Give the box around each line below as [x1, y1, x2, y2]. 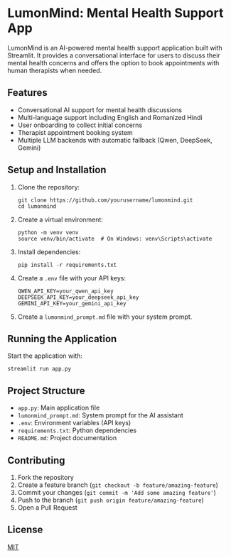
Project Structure [7, 385, 85, 397]
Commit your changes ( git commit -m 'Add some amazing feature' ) [17, 488, 217, 496]
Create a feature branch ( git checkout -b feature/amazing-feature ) [17, 481, 219, 489]
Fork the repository [17, 474, 75, 481]
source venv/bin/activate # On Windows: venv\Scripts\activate [17, 235, 213, 242]
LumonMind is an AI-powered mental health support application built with [7, 43, 222, 52]
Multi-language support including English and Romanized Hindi [17, 113, 203, 121]
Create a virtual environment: [17, 215, 103, 224]
